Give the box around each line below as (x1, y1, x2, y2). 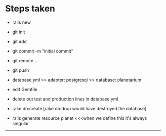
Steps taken (5, 3, 55, 14)
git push (12, 67, 29, 73)
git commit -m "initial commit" (12, 48, 73, 54)
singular (12, 120, 29, 126)
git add (12, 38, 27, 45)
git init (12, 29, 25, 35)
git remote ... (12, 57, 39, 63)
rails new (12, 19, 31, 25)
